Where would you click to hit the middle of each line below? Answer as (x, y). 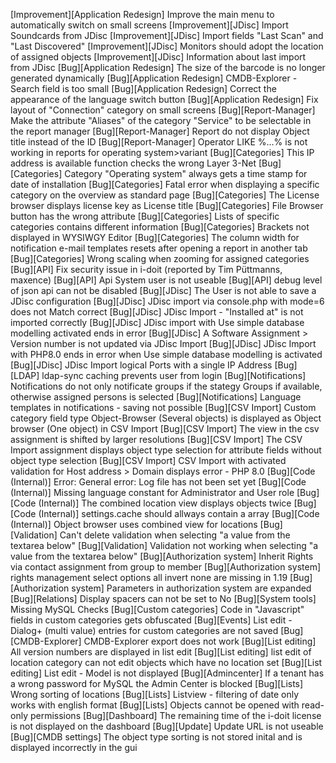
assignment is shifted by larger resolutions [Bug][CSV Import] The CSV (156, 439)
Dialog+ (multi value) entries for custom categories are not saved (144, 630)
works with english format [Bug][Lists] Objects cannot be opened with (155, 705)
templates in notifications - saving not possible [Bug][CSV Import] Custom (163, 407)
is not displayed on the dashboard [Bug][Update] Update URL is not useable (167, 726)
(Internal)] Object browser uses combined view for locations (134, 524)
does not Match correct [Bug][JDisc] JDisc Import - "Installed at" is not (157, 312)
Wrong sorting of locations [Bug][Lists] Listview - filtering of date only (155, 694)
